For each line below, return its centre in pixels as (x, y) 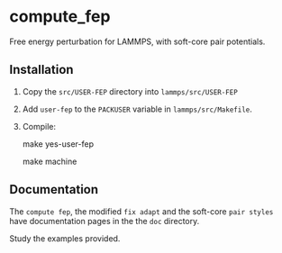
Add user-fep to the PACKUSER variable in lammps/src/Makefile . (137, 109)
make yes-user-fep (58, 144)
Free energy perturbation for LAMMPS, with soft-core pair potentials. (137, 41)
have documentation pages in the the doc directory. (105, 221)
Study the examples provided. (65, 238)
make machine (50, 161)
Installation (41, 70)
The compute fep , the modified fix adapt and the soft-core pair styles (141, 211)
